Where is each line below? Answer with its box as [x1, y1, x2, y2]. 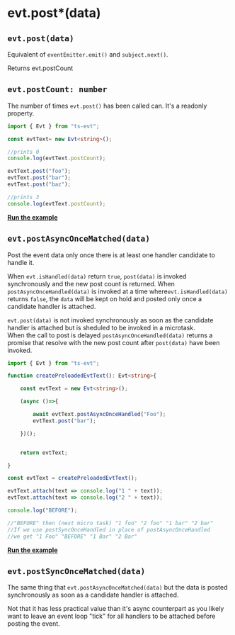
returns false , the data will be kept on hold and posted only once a [7, 294, 202, 303]
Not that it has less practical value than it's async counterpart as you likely [7, 605, 224, 613]
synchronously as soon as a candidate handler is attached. [7, 590, 179, 600]
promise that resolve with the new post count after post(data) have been [7, 338, 220, 347]
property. [7, 108, 35, 118]
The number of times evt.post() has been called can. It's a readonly [7, 101, 207, 110]
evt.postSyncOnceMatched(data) [7, 566, 146, 576]
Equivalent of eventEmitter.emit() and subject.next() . [7, 50, 168, 58]
